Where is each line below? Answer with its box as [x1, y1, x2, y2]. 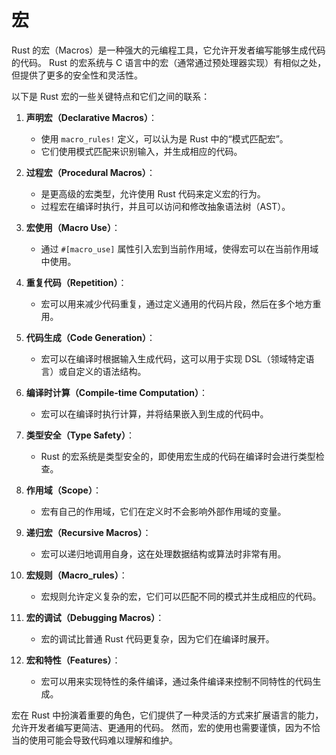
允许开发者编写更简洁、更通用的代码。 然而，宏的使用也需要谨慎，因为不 [11, 721, 312, 733]
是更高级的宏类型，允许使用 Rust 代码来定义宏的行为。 [40, 187, 266, 200]
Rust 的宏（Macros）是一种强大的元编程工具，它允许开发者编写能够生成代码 [11, 44, 326, 56]
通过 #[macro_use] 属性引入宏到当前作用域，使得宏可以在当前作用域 [40, 242, 319, 255]
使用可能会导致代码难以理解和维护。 [28, 734, 178, 746]
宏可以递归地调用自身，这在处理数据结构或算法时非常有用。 [40, 547, 287, 560]
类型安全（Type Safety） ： [25, 429, 135, 441]
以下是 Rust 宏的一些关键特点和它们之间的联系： [11, 90, 211, 102]
